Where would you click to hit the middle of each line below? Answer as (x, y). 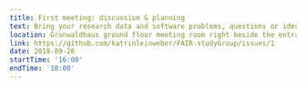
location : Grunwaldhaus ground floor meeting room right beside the (142, 34)
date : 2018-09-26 (42, 52)
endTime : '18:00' (42, 69)
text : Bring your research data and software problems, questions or (144, 26)
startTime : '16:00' (46, 60)
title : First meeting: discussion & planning (97, 18)
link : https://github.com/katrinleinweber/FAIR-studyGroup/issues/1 (142, 43)
